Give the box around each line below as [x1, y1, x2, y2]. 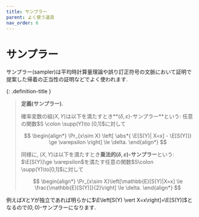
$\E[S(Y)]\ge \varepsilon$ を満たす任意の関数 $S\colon [20, 158, 154, 166]
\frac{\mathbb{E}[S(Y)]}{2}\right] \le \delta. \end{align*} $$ [35, 184, 181, 191]
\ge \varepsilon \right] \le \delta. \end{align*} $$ [48, 139, 167, 146]
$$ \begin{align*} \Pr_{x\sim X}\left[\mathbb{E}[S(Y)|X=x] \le [32, 178, 183, 185]
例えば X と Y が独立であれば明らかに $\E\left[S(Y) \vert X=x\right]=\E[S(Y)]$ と [6, 197, 193, 204]
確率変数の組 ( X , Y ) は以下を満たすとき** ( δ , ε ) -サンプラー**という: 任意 [20, 113, 193, 120]
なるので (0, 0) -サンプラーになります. [6, 204, 96, 211]
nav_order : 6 [6, 20, 39, 26]
